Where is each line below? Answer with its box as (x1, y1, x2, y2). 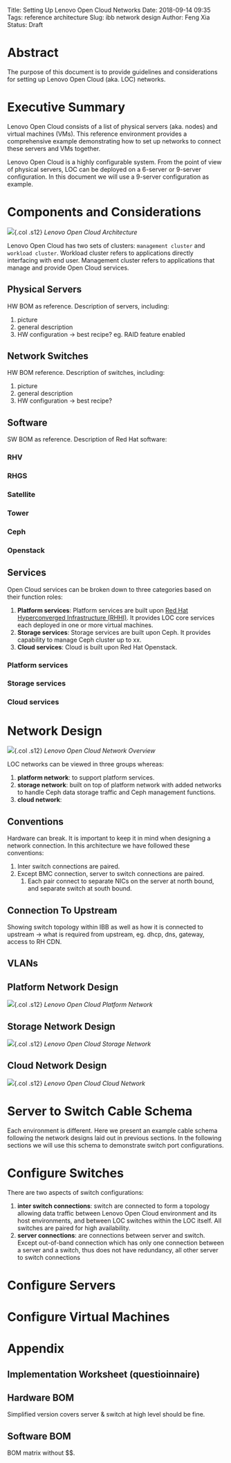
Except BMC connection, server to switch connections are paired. (17, 870, 205, 878)
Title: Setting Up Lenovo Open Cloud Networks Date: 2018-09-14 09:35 (7, 6, 211, 14)
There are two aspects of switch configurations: (7, 1188, 144, 1196)
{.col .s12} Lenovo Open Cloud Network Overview (14, 746, 156, 755)
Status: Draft (7, 21, 44, 28)
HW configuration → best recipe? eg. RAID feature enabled (17, 330, 185, 338)
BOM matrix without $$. (7, 1448, 75, 1457)
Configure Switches (7, 1165, 124, 1181)
